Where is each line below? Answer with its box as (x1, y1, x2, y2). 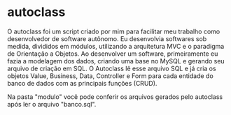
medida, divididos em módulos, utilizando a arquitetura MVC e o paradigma (7, 42, 225, 50)
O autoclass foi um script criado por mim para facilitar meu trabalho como (7, 27, 220, 36)
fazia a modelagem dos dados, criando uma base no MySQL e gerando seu (7, 56, 225, 65)
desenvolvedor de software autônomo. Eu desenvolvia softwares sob (7, 34, 207, 43)
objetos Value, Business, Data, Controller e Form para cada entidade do (7, 71, 213, 80)
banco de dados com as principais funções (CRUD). (7, 79, 157, 87)
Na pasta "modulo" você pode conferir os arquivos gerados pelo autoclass (7, 92, 223, 101)
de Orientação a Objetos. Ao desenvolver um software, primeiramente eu (7, 49, 218, 58)
